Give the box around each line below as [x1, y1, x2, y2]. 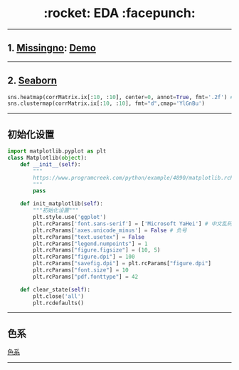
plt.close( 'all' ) [33, 292, 84, 300]
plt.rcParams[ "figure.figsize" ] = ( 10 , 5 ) [33, 247, 161, 254]
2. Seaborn [7, 75, 58, 87]
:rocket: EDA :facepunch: [43, 5, 196, 21]
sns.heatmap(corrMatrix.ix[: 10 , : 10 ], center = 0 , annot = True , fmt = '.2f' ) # [7, 93, 234, 101]
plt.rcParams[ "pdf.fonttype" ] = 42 [33, 273, 139, 280]
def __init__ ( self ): [20, 160, 81, 168]
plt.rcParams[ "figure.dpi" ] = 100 [33, 253, 135, 261]
